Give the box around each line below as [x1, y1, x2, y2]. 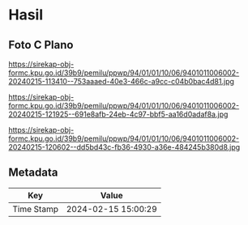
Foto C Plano [8, 38, 74, 52]
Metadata [8, 166, 58, 180]
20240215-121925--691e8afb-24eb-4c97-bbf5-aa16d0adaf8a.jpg [8, 109, 229, 119]
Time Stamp [12, 203, 59, 214]
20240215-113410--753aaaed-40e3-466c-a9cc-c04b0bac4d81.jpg [8, 77, 235, 86]
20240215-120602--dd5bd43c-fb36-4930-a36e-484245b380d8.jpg [8, 142, 241, 151]
